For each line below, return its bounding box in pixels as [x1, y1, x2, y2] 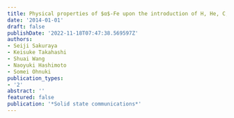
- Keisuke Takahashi [7, 49, 68, 56]
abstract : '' [7, 87, 45, 94]
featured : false [7, 94, 54, 101]
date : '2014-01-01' [7, 17, 64, 24]
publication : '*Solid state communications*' [7, 101, 141, 108]
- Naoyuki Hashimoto [7, 62, 68, 69]
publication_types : [7, 74, 64, 82]
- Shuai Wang [7, 56, 45, 62]
